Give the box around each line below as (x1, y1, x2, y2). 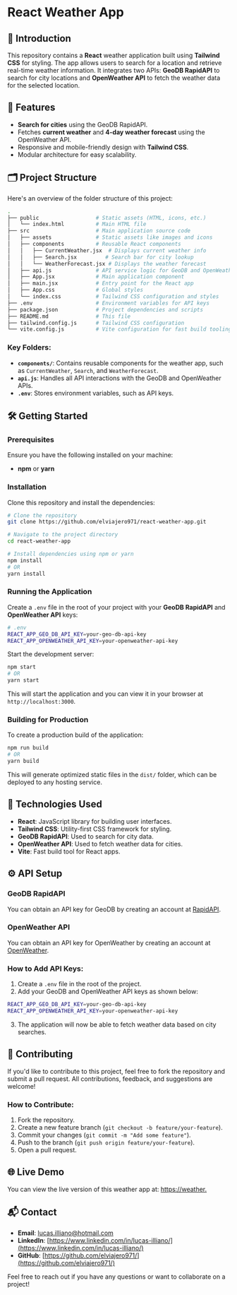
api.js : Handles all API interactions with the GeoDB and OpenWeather (17, 374, 221, 382)
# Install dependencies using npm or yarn (7, 550, 134, 558)
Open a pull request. (17, 1145, 78, 1154)
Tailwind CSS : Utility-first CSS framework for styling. (17, 824, 172, 833)
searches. (17, 1027, 47, 1036)
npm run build (7, 745, 49, 752)
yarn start (7, 677, 39, 684)
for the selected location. (7, 81, 80, 89)
